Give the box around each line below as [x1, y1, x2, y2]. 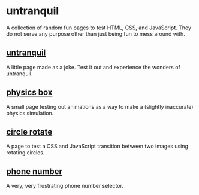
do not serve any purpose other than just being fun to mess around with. [6, 30, 186, 37]
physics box [6, 87, 53, 97]
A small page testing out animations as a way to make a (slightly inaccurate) [6, 103, 194, 110]
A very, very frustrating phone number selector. [6, 182, 124, 190]
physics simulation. [6, 109, 54, 117]
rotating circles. [6, 149, 45, 156]
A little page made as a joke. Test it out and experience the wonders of [6, 63, 181, 71]
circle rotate [6, 127, 53, 137]
